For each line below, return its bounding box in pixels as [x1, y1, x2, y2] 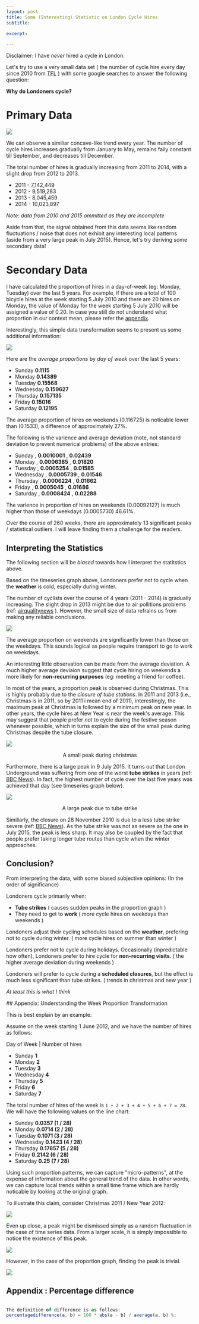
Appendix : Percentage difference [6, 1286, 134, 1296]
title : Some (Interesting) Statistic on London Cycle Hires [6, 14, 159, 20]
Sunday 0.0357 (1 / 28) [14, 1119, 72, 1126]
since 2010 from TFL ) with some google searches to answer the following [6, 70, 188, 77]
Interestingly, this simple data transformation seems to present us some [6, 326, 182, 333]
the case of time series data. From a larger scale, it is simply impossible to [6, 1228, 187, 1235]
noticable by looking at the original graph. [6, 1188, 108, 1195]
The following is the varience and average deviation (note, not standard [6, 434, 181, 441]
